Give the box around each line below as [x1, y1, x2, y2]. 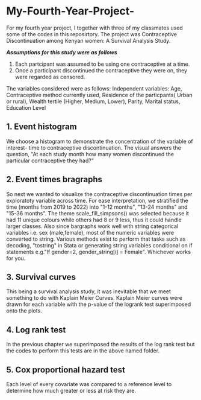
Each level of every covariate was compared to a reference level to [6, 381, 172, 387]
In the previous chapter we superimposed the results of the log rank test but [6, 341, 195, 348]
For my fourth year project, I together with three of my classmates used [6, 24, 184, 31]
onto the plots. [6, 307, 42, 314]
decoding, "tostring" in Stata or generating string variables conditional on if [6, 241, 193, 249]
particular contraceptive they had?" [6, 157, 94, 164]
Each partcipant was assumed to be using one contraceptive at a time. [14, 60, 190, 68]
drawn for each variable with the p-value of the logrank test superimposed [6, 300, 191, 308]
